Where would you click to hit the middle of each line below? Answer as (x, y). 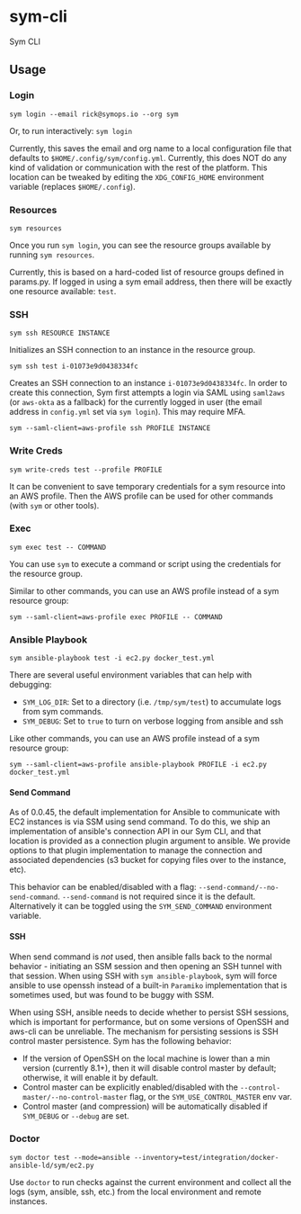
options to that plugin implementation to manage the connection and (136, 850)
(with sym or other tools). (54, 505)
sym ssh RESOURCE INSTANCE (60, 333)
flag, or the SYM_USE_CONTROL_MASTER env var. (210, 1096)
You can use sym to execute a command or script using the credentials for (145, 563)
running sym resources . (52, 255)
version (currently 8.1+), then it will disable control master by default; (149, 1067)
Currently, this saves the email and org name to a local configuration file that (150, 148)
